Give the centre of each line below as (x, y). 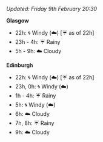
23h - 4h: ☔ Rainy (38, 42)
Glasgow (18, 20)
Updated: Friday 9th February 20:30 (52, 9)
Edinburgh (20, 65)
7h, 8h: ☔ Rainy (35, 123)
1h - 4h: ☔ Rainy (35, 96)
